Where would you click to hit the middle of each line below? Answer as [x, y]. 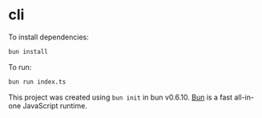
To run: [20, 67]
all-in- [244, 97]
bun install [28, 51]
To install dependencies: [49, 37]
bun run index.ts [37, 82]
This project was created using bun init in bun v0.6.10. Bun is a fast [120, 97]
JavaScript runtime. [55, 105]
